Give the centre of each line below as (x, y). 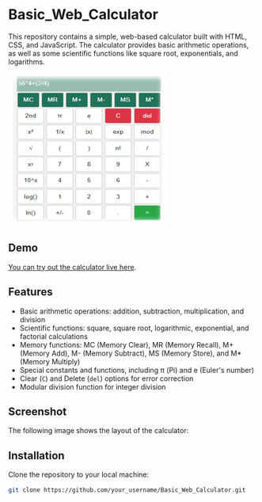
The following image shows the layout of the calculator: (99, 431)
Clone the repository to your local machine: (79, 475)
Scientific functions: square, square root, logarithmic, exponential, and (134, 328)
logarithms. (27, 62)
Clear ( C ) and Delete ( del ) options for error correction (106, 378)
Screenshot (38, 411)
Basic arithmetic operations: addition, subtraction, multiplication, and (131, 311)
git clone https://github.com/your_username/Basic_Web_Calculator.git (127, 490)
